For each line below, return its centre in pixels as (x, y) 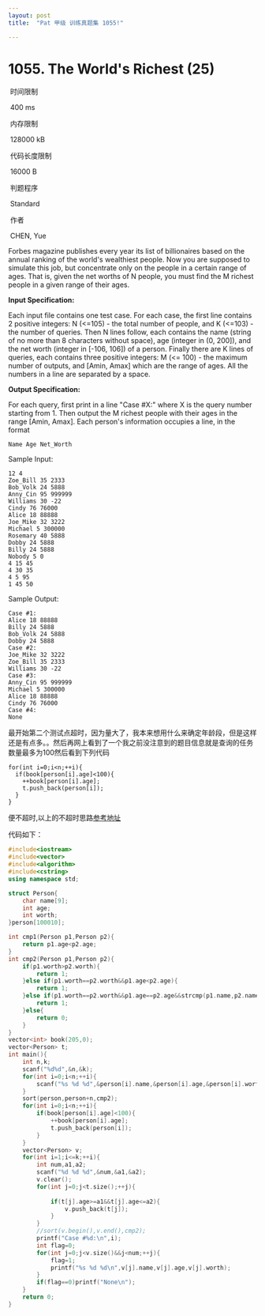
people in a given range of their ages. (69, 285)
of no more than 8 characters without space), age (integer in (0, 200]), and (129, 341)
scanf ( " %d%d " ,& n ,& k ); (58, 1069)
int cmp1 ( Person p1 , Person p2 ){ (61, 937)
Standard (25, 204)
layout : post (30, 15)
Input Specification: (41, 300)
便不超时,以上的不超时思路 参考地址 (65, 818)
